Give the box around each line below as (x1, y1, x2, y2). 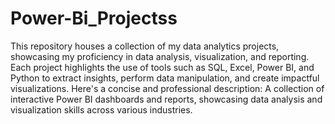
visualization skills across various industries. (10, 103, 193, 116)
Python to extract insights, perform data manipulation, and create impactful (10, 72, 320, 84)
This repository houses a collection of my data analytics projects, (10, 40, 280, 52)
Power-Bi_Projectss (10, 7, 178, 30)
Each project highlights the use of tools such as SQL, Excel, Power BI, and (10, 61, 315, 73)
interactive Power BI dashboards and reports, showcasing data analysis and (10, 93, 323, 105)
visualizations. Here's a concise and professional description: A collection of (10, 82, 325, 94)
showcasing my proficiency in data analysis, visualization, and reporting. (10, 50, 310, 62)
